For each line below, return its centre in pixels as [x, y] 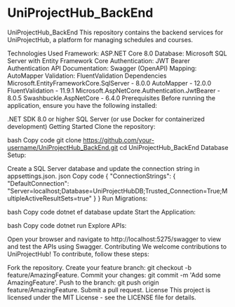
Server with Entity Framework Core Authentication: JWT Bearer [99, 60]
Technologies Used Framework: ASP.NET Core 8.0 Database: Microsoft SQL [117, 53]
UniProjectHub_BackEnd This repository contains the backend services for [115, 32]
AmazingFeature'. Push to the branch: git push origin [83, 282]
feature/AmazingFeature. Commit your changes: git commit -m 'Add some [114, 275]
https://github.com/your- [119, 140]
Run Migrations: [125, 198]
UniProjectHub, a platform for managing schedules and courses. [100, 39]
